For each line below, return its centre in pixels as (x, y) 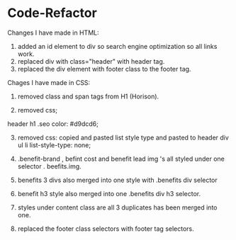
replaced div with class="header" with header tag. (91, 61)
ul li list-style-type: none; (54, 145)
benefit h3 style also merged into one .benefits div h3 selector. (109, 193)
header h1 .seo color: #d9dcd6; (53, 124)
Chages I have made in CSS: (49, 82)
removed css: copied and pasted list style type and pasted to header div (123, 137)
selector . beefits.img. (49, 166)
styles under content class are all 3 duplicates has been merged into (117, 207)
